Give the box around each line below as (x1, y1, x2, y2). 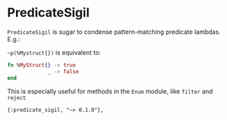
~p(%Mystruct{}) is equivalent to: (7, 48, 101, 57)
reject (7, 94, 26, 101)
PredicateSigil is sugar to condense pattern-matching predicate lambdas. (7, 28, 221, 36)
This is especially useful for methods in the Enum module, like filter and (7, 87, 213, 95)
